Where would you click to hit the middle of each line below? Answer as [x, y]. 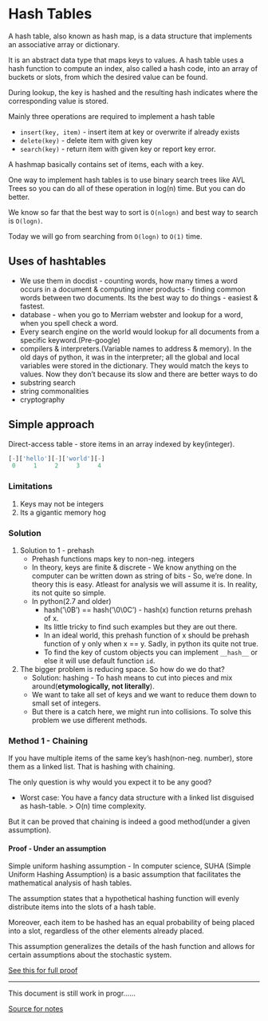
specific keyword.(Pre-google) [70, 340]
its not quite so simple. [69, 593]
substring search [47, 382]
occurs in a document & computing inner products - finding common [132, 289]
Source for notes [36, 1009]
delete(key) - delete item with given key [86, 140]
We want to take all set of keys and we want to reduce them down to [144, 694]
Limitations [31, 487]
